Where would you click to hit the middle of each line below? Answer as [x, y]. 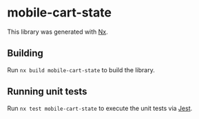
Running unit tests [47, 92]
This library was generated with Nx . [57, 32]
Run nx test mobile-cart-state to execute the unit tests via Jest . [100, 108]
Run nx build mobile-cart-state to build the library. [81, 69]
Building [25, 53]
